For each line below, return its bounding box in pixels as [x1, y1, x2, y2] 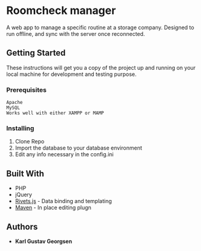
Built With [6, 168, 44, 179]
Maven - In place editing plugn [15, 204, 92, 211]
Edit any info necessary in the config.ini [15, 151, 114, 158]
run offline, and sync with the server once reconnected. [6, 30, 145, 37]
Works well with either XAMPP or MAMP [6, 110, 104, 116]
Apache [6, 100, 23, 106]
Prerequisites [6, 86, 47, 94]
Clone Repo [15, 138, 45, 145]
